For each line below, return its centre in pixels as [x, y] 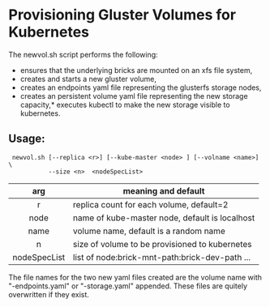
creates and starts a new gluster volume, [88, 79]
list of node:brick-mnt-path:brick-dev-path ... [162, 257]
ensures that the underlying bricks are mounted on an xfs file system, [136, 70]
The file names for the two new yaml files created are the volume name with [135, 277]
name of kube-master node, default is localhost [164, 218]
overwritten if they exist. [49, 294]
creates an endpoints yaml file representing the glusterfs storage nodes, [141, 87]
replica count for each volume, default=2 [150, 204]
